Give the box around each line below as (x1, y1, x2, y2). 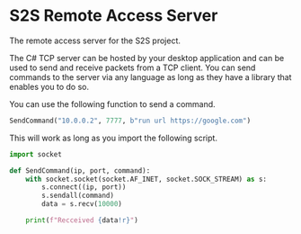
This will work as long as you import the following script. (9, 132, 218, 143)
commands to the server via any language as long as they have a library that (9, 71, 292, 82)
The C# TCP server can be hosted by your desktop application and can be (9, 52, 285, 63)
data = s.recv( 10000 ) (41, 200, 123, 209)
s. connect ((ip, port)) (41, 183, 127, 192)
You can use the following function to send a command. (9, 98, 216, 109)
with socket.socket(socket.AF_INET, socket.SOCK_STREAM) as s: (25, 175, 268, 184)
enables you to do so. (9, 81, 90, 92)
